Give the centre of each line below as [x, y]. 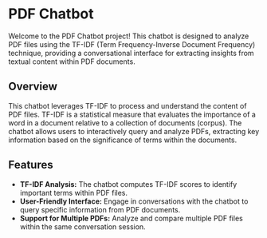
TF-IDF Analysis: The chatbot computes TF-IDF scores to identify [128, 184]
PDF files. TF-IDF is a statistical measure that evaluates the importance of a [132, 114]
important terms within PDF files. [73, 192]
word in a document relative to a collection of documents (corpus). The [125, 123]
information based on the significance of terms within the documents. [123, 140]
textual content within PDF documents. [72, 61]
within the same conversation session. [82, 226]
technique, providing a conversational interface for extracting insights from [131, 53]
